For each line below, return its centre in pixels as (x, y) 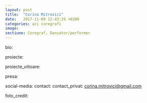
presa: (12, 76)
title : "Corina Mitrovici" (34, 14)
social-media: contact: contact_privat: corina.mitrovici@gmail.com (73, 86)
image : (12, 28)
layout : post (19, 10)
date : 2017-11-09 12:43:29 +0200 (42, 19)
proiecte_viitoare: (23, 66)
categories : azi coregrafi (33, 24)
